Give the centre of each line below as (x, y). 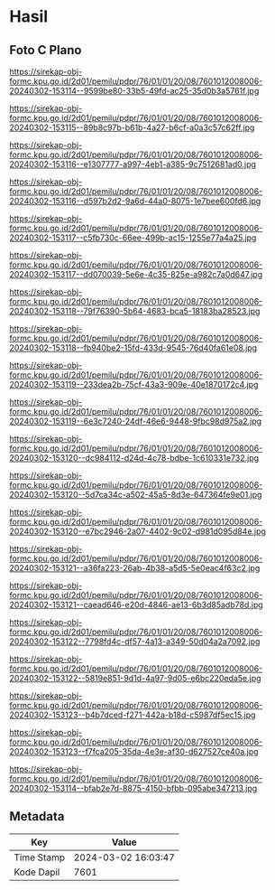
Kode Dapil (37, 872)
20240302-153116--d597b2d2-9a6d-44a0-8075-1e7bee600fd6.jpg (135, 201)
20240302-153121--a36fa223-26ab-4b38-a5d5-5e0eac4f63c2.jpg (135, 568)
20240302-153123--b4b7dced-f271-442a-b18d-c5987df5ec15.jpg (133, 715)
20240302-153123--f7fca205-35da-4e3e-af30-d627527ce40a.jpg (134, 751)
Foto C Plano (46, 50)
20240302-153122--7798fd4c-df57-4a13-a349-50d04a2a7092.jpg (135, 642)
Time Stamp (40, 857)
